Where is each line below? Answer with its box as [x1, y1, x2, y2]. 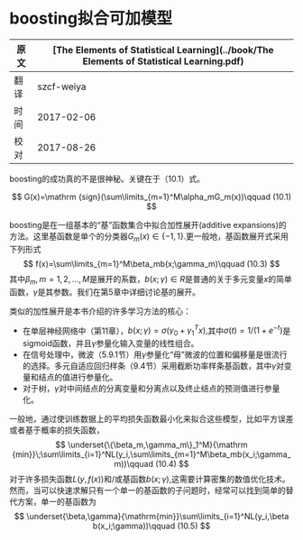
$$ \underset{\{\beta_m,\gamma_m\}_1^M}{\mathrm [55, 439, 248, 450]
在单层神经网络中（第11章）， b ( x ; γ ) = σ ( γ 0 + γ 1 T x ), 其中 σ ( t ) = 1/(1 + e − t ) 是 [22, 324, 291, 338]
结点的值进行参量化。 [38, 371, 118, 382]
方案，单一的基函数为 [16, 496, 96, 507]
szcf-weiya [37, 80, 87, 93]
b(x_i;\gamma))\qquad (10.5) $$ [92, 520, 211, 531]
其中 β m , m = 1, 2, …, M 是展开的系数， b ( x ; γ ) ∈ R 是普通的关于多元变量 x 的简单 [9, 273, 293, 287]
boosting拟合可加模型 [9, 8, 173, 29]
